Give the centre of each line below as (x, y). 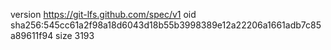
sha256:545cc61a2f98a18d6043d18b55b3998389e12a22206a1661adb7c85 (166, 25)
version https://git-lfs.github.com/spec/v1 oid (103, 14)
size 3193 (75, 35)
